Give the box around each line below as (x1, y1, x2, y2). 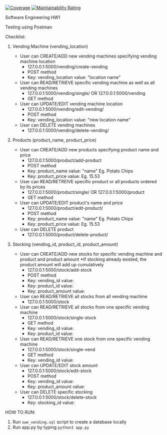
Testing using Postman (5, 24, 52, 30)
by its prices (19, 184, 45, 190)
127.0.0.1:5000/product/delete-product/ (27, 232, 108, 237)
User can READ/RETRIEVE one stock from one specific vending (19, 336, 150, 342)
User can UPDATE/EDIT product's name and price (19, 200, 123, 206)
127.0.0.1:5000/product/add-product (27, 157, 101, 163)
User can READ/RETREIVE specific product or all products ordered (19, 179, 157, 184)
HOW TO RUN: (5, 410, 36, 415)
